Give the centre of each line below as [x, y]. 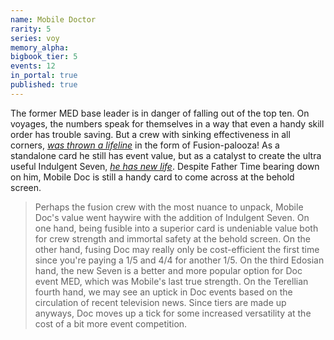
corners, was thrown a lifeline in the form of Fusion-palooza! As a [145, 145]
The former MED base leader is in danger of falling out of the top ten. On [160, 113]
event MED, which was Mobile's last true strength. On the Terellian [171, 281]
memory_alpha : [40, 47]
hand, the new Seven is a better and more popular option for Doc [168, 270]
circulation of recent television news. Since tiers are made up [160, 302]
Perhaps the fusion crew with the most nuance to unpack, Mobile [169, 207]
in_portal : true [44, 76]
